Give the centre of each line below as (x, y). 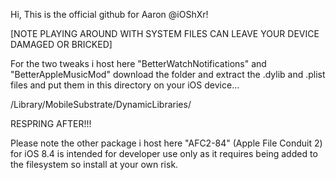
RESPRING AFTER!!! (51, 123)
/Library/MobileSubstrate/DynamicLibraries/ (101, 104)
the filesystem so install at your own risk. (94, 164)
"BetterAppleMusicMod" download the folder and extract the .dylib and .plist (168, 74)
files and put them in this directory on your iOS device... (125, 85)
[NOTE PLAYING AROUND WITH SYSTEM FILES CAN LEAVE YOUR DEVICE (165, 33)
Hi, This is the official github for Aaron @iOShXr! (109, 14)
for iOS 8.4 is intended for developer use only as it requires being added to (164, 153)
